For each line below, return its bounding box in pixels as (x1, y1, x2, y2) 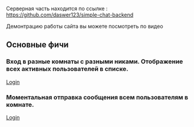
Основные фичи (6, 40, 69, 50)
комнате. (6, 100, 34, 109)
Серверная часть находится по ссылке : (6, 5, 108, 12)
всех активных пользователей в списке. (6, 65, 129, 73)
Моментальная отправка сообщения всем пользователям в (6, 93, 189, 101)
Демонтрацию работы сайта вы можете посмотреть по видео (6, 23, 163, 30)
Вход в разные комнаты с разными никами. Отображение (6, 57, 183, 66)
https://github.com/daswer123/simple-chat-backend (6, 11, 134, 18)
